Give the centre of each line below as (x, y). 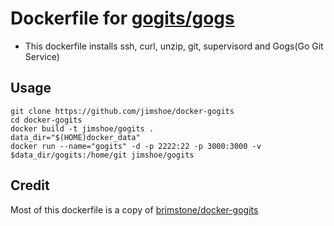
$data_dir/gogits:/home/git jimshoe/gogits (102, 155)
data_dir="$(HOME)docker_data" (75, 137)
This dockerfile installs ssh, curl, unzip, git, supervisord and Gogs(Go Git (174, 46)
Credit (30, 185)
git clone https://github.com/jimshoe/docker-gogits (122, 111)
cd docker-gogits (46, 120)
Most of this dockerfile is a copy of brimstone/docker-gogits (134, 209)
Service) (42, 56)
